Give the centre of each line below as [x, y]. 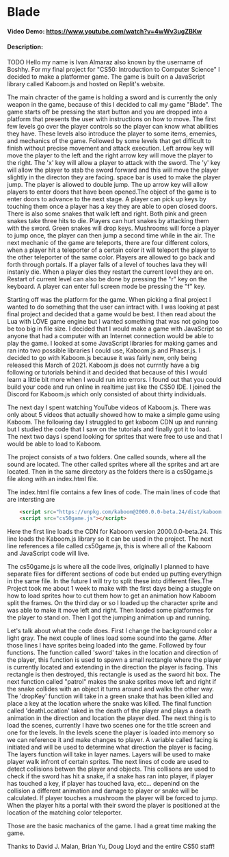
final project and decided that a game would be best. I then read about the [112, 314]
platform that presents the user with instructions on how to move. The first [112, 119]
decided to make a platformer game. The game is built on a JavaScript [106, 77]
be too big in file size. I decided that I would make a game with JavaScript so [115, 329]
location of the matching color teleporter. [65, 813]
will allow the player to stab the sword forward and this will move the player [113, 170]
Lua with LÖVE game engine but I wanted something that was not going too [113, 321]
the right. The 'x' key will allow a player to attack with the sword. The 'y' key [114, 162]
